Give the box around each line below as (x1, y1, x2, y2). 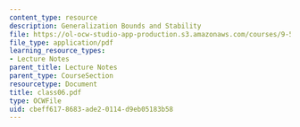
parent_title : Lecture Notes (9, 63, 118, 72)
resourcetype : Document (9, 80, 98, 89)
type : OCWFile (9, 96, 62, 106)
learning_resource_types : (9, 47, 105, 55)
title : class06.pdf (9, 88, 82, 97)
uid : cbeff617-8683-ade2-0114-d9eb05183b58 (9, 105, 174, 114)
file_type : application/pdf (9, 38, 114, 47)
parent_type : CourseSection (9, 72, 114, 80)
